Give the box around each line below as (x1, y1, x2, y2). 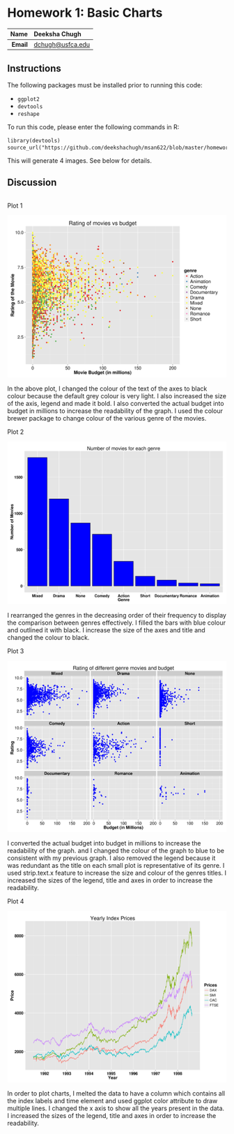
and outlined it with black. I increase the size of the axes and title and (7, 626, 205, 634)
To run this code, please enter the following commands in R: (7, 123, 180, 131)
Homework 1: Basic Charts (7, 5, 163, 21)
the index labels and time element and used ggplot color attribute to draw (7, 1097, 218, 1105)
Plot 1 (7, 201, 23, 210)
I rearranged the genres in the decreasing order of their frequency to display (7, 611, 226, 619)
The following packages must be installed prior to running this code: (7, 81, 203, 89)
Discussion (7, 177, 57, 189)
